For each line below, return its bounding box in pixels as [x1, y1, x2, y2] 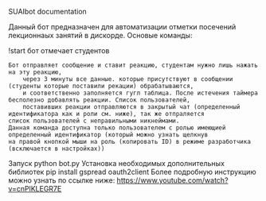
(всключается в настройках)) [8, 145, 105, 153]
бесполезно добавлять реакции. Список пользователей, [8, 96, 191, 104]
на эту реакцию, [8, 68, 62, 76]
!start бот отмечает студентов [8, 46, 110, 55]
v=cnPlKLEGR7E [8, 184, 62, 193]
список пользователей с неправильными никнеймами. [8, 117, 180, 125]
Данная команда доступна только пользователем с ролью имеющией [8, 124, 226, 132]
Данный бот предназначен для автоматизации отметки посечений [8, 22, 237, 31]
